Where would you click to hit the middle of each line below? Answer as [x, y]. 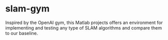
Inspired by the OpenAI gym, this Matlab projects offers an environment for [84, 22]
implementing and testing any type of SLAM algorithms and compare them [84, 27]
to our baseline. [22, 33]
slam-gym [28, 9]
